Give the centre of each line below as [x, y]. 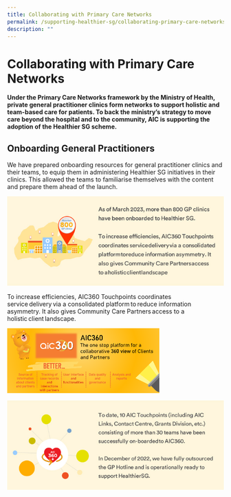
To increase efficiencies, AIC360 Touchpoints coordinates [89, 297]
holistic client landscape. [42, 319]
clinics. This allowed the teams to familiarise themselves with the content [110, 179]
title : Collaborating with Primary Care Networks [80, 14]
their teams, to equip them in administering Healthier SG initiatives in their [111, 173]
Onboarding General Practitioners [81, 148]
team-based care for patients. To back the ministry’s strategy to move [109, 112]
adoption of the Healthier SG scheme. [62, 126]
